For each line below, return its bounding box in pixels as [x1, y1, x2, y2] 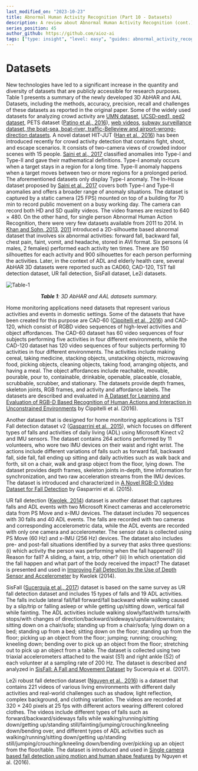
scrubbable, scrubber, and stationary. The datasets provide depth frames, [6, 379, 186, 386]
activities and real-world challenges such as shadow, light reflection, [6, 689, 173, 696]
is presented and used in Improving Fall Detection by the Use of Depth [6, 566, 177, 573]
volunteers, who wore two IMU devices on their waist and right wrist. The [6, 441, 184, 449]
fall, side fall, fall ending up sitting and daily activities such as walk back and [6, 454, 191, 461]
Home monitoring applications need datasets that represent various [6, 304, 170, 311]
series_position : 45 [6, 25, 57, 31]
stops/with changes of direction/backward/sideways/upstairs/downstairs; [6, 615, 186, 622]
